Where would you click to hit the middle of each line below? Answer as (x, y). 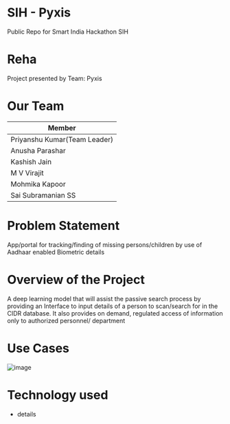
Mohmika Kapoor (38, 184)
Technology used (58, 395)
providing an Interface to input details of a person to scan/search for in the (113, 306)
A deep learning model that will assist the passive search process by (104, 298)
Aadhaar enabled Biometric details (56, 252)
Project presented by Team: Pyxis (55, 78)
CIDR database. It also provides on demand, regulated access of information (115, 313)
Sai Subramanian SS (43, 195)
